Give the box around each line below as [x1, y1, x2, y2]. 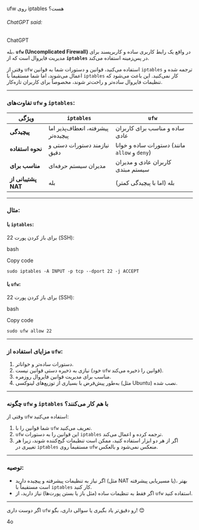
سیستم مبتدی [115, 165, 150, 174]
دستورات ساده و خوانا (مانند [115, 141, 185, 149]
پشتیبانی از [9, 175, 37, 183]
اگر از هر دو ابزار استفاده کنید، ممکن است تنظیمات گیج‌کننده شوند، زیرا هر [15, 437, 179, 444]
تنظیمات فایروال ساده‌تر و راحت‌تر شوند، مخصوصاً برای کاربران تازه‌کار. [6, 78, 163, 86]
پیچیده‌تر [48, 131, 69, 139]
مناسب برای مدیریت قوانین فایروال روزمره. [15, 373, 112, 380]
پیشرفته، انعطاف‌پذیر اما [48, 124, 109, 132]
